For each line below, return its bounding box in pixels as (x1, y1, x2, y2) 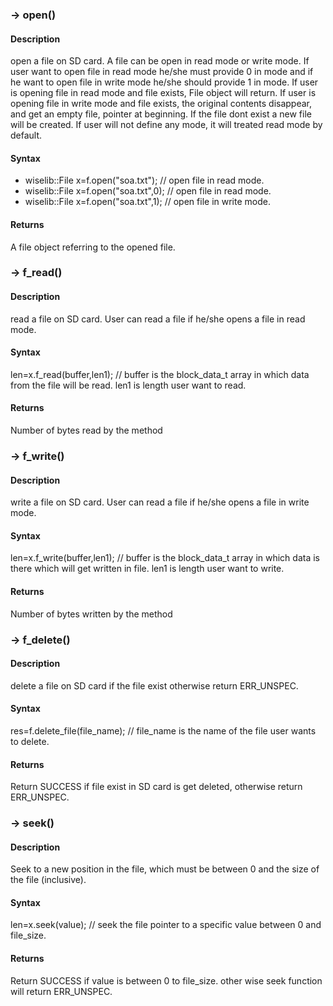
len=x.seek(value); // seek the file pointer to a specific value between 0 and (10, 919, 322, 931)
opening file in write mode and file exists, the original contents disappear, (10, 98, 313, 110)
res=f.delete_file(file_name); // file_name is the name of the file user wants (10, 724, 317, 737)
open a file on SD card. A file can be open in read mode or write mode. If (10, 55, 310, 67)
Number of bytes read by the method (10, 424, 163, 437)
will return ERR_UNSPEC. (10, 985, 113, 997)
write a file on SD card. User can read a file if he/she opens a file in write (10, 496, 310, 508)
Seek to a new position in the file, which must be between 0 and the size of (10, 863, 320, 875)
